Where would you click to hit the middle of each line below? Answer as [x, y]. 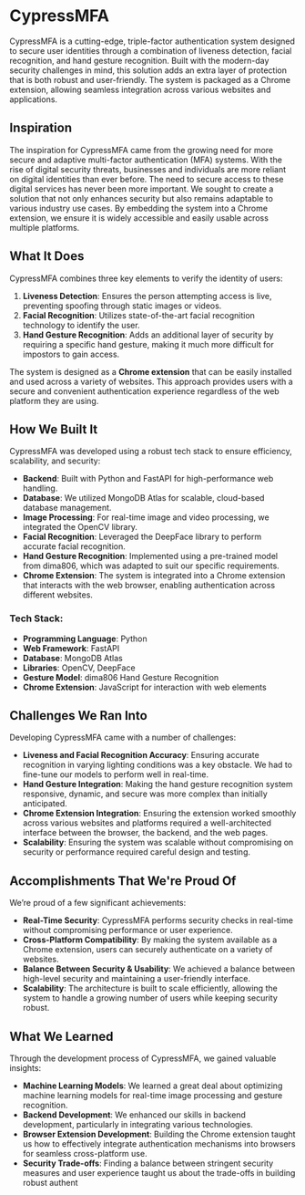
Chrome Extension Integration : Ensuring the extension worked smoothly [159, 814]
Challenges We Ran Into [78, 716]
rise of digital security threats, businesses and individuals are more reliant [148, 169]
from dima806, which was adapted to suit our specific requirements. [151, 566]
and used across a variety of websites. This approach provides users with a [151, 381]
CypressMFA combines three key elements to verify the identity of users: [147, 278]
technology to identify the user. [81, 325]
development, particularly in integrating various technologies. [137, 1125]
